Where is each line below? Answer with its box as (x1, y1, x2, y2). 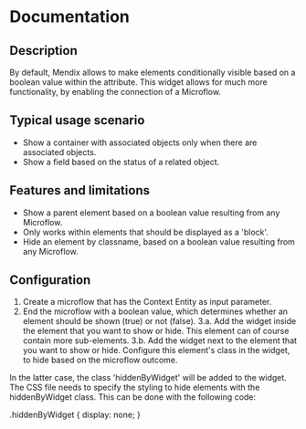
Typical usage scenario (9, 112, 145, 129)
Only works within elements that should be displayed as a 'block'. (22, 226, 269, 237)
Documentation (9, 6, 131, 27)
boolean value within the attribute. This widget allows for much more (9, 77, 268, 88)
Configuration (9, 272, 91, 288)
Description (9, 43, 78, 58)
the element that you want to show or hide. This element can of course (22, 326, 290, 337)
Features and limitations (9, 183, 151, 198)
